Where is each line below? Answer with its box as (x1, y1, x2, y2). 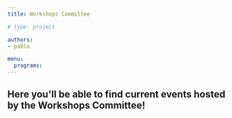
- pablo (7, 43, 31, 50)
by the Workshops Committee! (7, 100, 145, 112)
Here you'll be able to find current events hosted (7, 88, 226, 100)
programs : (13, 62, 43, 70)
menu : (7, 55, 23, 63)
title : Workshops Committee (7, 10, 91, 18)
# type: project (7, 23, 55, 31)
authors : (7, 36, 33, 43)
